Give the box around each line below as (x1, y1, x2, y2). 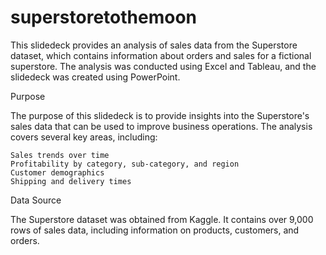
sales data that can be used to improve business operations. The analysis (10, 120, 313, 132)
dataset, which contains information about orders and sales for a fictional (10, 49, 312, 61)
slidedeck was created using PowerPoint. (10, 71, 181, 83)
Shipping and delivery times (10, 176, 132, 186)
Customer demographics (10, 167, 105, 178)
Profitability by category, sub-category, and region (10, 159, 240, 169)
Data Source (10, 194, 62, 206)
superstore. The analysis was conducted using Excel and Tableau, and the (10, 60, 317, 72)
